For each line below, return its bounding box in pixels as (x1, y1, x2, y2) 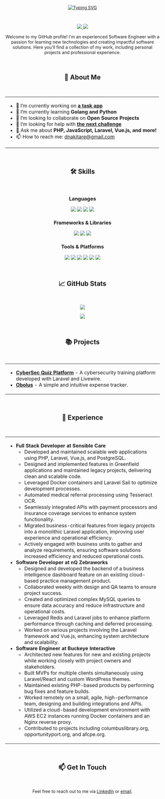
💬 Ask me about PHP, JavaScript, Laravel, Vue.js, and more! (16, 127, 157, 134)
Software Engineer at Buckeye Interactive (16, 645, 115, 652)
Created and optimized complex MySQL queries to (24, 596, 141, 602)
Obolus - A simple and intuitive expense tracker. (16, 381, 129, 388)
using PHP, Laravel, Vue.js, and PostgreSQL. (24, 455, 126, 461)
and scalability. (24, 639, 59, 646)
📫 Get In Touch (58, 763, 107, 771)
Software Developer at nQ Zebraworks (16, 559, 108, 566)
